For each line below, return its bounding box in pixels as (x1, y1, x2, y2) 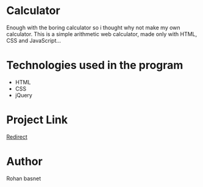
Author (6, 155, 43, 168)
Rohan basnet (6, 175, 41, 182)
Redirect (6, 133, 27, 141)
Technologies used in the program (6, 59, 183, 72)
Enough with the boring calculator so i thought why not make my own (6, 24, 181, 31)
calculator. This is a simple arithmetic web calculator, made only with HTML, (6, 30, 198, 37)
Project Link (6, 113, 68, 127)
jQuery (15, 91, 32, 98)
